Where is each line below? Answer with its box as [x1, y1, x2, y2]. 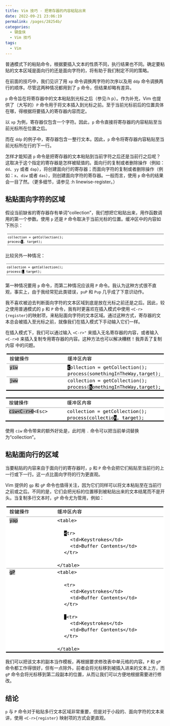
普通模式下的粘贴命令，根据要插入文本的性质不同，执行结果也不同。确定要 [5, 61, 160, 67]
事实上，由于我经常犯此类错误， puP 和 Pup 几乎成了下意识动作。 [14, 289, 147, 295]
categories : [5, 24, 30, 30]
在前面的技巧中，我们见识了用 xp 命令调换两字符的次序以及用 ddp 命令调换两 [5, 78, 163, 84]
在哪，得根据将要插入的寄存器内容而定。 [5, 108, 90, 114]
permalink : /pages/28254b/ [5, 19, 62, 24]
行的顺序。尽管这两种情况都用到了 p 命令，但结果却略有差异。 [5, 84, 135, 91]
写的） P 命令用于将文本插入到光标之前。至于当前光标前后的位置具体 [22, 102, 164, 108]
